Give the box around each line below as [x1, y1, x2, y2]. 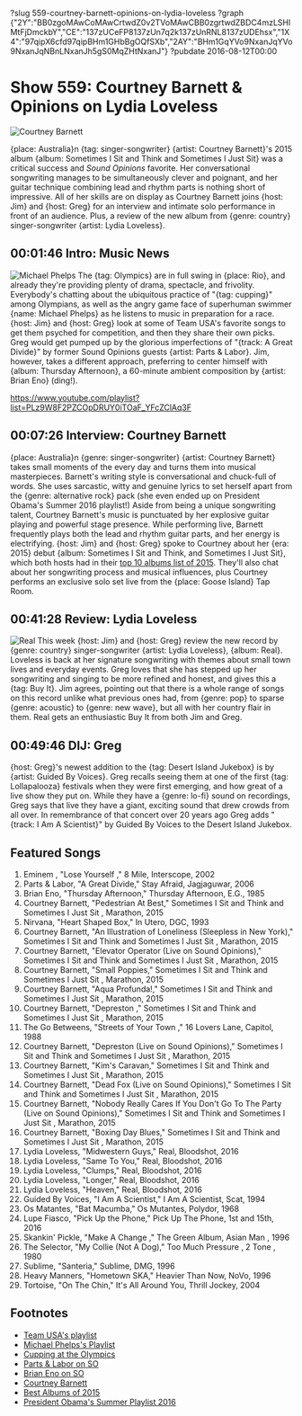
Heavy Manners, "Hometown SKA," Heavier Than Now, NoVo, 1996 [22, 1270, 271, 1280]
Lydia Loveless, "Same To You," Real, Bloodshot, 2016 [22, 1155, 223, 1166]
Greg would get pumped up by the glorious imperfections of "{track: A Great [10, 336, 293, 347]
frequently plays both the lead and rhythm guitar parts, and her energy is [10, 528, 280, 539]
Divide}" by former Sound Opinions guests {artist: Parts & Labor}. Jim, [10, 346, 270, 357]
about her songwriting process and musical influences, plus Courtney [10, 566, 269, 577]
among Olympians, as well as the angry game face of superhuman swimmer [10, 298, 292, 309]
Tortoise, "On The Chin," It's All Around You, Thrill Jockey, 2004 [22, 1280, 261, 1290]
